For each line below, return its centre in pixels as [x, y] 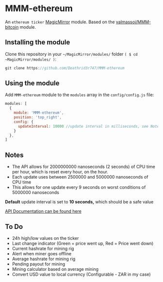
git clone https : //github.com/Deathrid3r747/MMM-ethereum [65, 68]
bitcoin [12, 27]
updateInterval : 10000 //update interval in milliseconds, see [83, 126]
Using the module [32, 83]
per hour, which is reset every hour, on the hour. [60, 172]
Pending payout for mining [39, 264]
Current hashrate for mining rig [43, 249]
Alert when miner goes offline [42, 253]
